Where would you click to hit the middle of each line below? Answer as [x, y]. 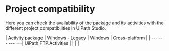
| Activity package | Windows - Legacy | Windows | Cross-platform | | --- [81, 38]
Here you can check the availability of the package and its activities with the [85, 23]
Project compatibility [50, 9]
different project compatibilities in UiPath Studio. [56, 28]
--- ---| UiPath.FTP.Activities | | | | [44, 43]
